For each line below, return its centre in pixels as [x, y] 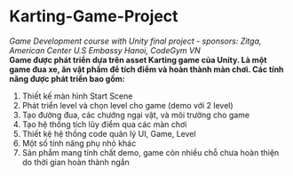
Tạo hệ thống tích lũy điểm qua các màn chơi [104, 124]
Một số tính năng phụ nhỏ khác [79, 143]
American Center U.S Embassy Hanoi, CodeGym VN [105, 50]
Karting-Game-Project [94, 16]
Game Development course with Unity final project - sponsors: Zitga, [135, 41]
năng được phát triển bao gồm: [67, 78]
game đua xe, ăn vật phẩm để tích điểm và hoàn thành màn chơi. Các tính [146, 69]
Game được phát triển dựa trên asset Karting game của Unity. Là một [138, 60]
